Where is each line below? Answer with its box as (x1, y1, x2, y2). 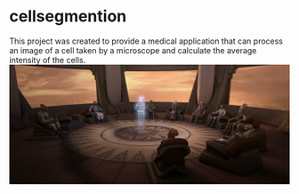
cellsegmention (9, 6, 127, 27)
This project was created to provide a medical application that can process (9, 36, 283, 46)
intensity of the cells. (9, 54, 86, 65)
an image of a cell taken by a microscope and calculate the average (9, 44, 257, 55)
